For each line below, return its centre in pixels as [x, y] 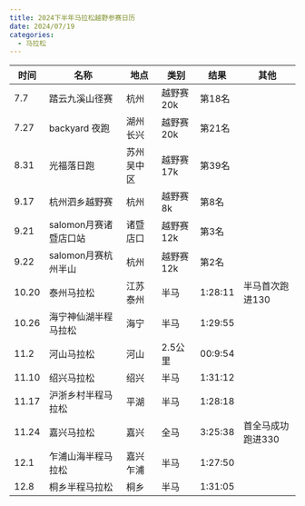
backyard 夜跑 [79, 128]
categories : [32, 35]
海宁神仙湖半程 [81, 317]
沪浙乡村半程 [76, 395]
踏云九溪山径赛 [81, 99]
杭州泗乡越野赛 [81, 203]
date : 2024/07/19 [42, 26]
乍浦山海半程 [76, 457]
